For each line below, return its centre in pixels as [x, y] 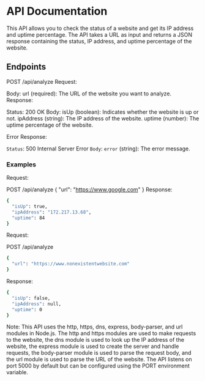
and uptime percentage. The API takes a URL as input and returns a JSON [99, 34]
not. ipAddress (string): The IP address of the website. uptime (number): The [103, 118]
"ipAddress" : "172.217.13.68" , [52, 212]
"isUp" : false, [31, 298]
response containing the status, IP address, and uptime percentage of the [99, 41]
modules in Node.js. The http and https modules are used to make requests [101, 333]
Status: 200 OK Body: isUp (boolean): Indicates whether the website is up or [102, 112]
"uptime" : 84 [28, 218]
